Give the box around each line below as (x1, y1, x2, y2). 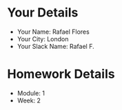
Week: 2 (17, 96, 41, 104)
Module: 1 (17, 89, 45, 97)
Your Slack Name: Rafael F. (17, 42, 94, 50)
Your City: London (17, 34, 69, 43)
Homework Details (7, 67, 115, 82)
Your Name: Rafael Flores (17, 27, 90, 36)
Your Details (7, 5, 79, 21)
